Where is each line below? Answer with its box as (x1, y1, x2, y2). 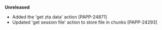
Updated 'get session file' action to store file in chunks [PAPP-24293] (12, 19, 158, 25)
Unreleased (5, 4, 30, 10)
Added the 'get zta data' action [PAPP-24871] (12, 14, 107, 19)
